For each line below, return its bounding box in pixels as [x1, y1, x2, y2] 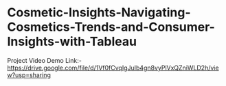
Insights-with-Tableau [7, 34, 137, 49]
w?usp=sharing [7, 70, 52, 79]
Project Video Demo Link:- [7, 56, 82, 64]
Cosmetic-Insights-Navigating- [7, 5, 191, 20]
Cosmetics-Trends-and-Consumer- [7, 19, 215, 35]
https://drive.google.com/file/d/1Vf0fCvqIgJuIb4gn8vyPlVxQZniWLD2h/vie [7, 63, 219, 72]
